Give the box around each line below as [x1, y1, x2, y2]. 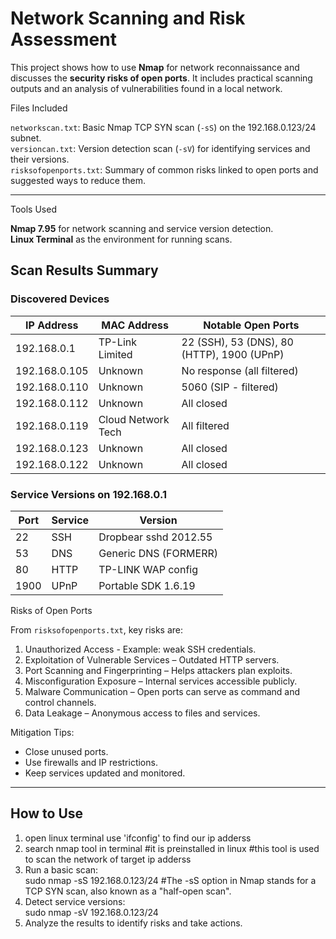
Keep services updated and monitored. [24, 767, 186, 779]
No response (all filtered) [181, 363, 299, 377]
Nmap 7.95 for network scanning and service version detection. [10, 222, 274, 234]
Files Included [10, 102, 68, 114]
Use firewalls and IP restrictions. [24, 756, 158, 768]
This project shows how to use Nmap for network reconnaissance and [10, 61, 300, 73]
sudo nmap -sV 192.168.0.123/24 [24, 906, 159, 918]
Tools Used [10, 203, 57, 215]
